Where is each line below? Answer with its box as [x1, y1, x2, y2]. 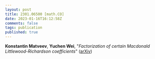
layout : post [5, 7, 32, 12]
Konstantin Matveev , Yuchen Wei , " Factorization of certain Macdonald [5, 43, 150, 49]
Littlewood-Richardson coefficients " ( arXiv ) [5, 48, 93, 54]
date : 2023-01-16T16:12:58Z [5, 16, 62, 21]
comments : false [5, 20, 38, 26]
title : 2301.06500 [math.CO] [5, 12, 64, 17]
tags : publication [5, 25, 42, 30]
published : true [5, 30, 38, 35]
